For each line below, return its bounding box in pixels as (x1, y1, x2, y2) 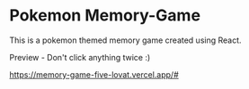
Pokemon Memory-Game (9, 5, 200, 26)
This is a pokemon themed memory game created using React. (9, 35, 242, 45)
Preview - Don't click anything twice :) (9, 52, 151, 62)
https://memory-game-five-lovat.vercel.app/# (9, 69, 180, 80)
